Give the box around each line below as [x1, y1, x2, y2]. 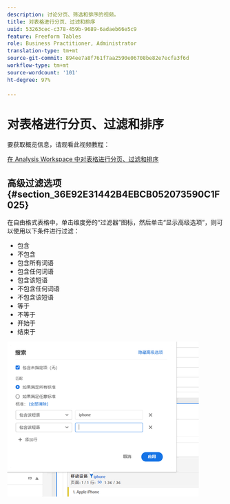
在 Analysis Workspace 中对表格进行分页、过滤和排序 [7, 155, 159, 163]
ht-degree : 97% [7, 76, 51, 83]
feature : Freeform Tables [7, 33, 81, 40]
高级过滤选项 [7, 177, 62, 189]
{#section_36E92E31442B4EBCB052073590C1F [7, 188, 220, 200]
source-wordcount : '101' [7, 69, 79, 76]
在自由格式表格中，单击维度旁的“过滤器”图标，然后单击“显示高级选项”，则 [7, 218, 217, 227]
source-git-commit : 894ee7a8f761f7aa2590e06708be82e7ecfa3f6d [7, 55, 189, 62]
